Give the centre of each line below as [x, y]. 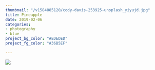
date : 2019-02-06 [24, 19]
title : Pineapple [24, 15]
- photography [21, 29]
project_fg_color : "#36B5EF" [36, 43]
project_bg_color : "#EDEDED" [36, 39]
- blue [12, 34]
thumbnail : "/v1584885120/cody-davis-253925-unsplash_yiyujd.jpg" [78, 10]
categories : [18, 24]
